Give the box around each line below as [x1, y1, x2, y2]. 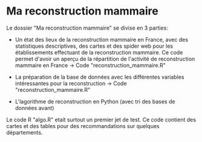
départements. [6, 129, 43, 136]
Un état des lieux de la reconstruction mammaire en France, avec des [15, 36, 189, 43]
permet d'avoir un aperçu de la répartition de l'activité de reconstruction [15, 55, 195, 62]
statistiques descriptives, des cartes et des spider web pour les [15, 42, 174, 50]
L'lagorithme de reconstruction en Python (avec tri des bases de [15, 98, 175, 105]
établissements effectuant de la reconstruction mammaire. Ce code [15, 48, 183, 56]
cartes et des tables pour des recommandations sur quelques [6, 122, 160, 129]
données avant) [15, 104, 54, 111]
